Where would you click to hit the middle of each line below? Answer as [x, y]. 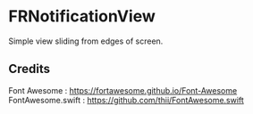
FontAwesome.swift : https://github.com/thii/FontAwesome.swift [126, 100]
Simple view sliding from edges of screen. [86, 41]
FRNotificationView [82, 16]
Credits [30, 69]
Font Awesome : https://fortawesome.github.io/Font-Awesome [123, 90]
